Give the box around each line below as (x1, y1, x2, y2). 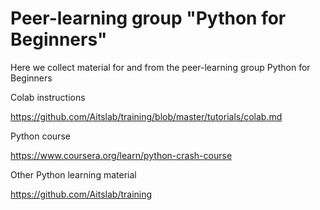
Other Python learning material (10, 168, 137, 181)
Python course (10, 130, 71, 142)
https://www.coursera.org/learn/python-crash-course (10, 149, 233, 161)
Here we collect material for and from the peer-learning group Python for (10, 61, 311, 73)
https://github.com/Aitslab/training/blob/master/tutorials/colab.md (10, 110, 283, 122)
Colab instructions (10, 91, 86, 103)
